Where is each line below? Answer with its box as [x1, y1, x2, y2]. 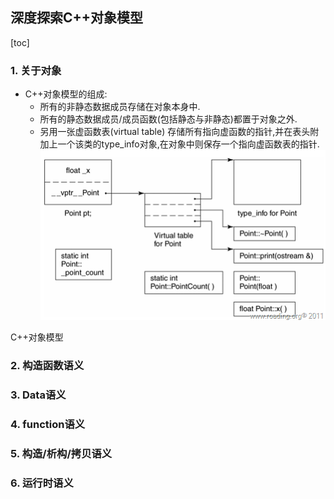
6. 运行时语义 [10, 476, 74, 490]
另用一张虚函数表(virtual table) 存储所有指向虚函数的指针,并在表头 [39, 126, 311, 138]
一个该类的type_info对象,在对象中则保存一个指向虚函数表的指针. [57, 138, 320, 150]
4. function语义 [10, 417, 86, 431]
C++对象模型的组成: [24, 88, 108, 100]
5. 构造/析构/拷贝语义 [10, 446, 113, 460]
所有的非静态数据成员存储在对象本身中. [39, 101, 201, 113]
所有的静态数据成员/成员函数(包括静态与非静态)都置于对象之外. [39, 113, 298, 125]
